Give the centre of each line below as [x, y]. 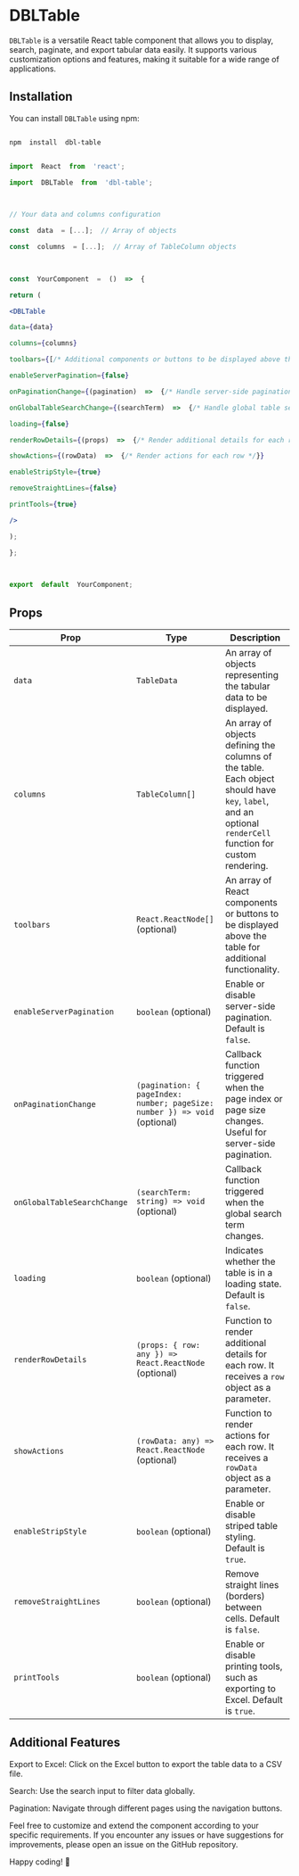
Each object [250, 779]
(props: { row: [169, 1345]
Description [255, 638]
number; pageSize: [175, 1103]
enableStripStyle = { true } [55, 472]
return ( [25, 295]
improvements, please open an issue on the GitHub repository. [124, 1844]
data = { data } [31, 327]
